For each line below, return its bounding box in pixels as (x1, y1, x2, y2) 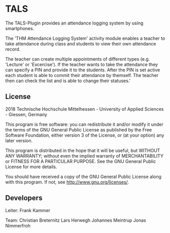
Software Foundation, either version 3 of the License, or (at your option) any (5, 132, 164, 138)
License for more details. (5, 164, 57, 170)
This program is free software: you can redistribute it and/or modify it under (5, 121, 163, 127)
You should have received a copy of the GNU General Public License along (5, 173, 161, 179)
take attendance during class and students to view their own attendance (5, 40, 156, 46)
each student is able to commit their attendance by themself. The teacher (5, 72, 159, 78)
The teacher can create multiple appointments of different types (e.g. (5, 56, 150, 62)
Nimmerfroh (5, 222, 31, 228)
